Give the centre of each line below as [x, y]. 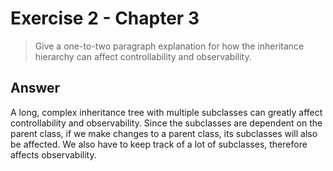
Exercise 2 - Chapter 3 [105, 18]
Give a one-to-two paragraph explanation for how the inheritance [169, 46]
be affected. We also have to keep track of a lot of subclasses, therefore [159, 144]
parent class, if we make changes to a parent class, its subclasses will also [164, 133]
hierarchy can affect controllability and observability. [143, 56]
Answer [35, 88]
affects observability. [53, 154]
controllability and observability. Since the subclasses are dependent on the [166, 123]
